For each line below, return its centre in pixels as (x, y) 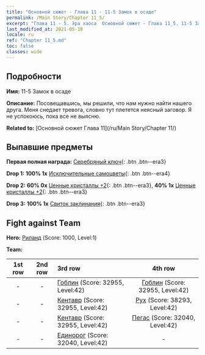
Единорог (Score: (83, 335)
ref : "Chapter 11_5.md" (37, 40)
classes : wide (24, 52)
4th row (164, 268)
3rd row (69, 268)
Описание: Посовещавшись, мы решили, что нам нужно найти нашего (99, 103)
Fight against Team (44, 223)
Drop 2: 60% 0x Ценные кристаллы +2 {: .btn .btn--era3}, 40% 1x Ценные (101, 185)
